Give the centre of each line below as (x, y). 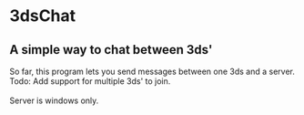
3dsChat (43, 16)
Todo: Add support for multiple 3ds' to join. (90, 81)
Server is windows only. (54, 100)
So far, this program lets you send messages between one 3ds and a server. (152, 71)
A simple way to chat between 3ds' (111, 50)
